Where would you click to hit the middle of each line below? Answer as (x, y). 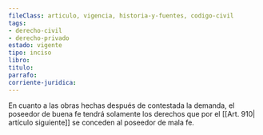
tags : (17, 23)
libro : (19, 61)
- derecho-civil (35, 30)
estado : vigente (35, 46)
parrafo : (23, 75)
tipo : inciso (30, 53)
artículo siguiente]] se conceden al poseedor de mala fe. (101, 122)
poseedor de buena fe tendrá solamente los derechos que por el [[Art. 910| (132, 113)
